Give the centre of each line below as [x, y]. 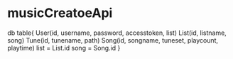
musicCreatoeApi [60, 13]
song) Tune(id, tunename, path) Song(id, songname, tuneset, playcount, [113, 40]
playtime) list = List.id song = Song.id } [64, 48]
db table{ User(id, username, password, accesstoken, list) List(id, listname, [117, 33]
